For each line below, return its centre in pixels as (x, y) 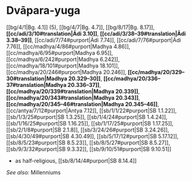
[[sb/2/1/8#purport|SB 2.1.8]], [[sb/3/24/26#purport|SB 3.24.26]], (88, 130)
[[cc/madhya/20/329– (156, 72)
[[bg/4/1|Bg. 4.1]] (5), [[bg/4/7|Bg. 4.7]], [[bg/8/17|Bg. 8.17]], (81, 27)
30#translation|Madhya (37, 78)
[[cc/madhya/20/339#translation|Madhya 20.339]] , (73, 91)
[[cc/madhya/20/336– (132, 78)
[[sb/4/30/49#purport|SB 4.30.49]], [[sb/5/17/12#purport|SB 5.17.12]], (93, 136)
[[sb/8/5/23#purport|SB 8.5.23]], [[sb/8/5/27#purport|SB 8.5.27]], (88, 142)
